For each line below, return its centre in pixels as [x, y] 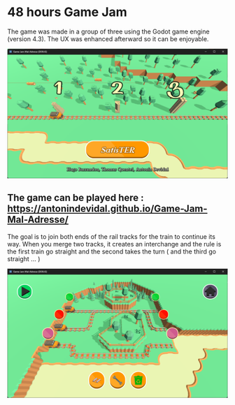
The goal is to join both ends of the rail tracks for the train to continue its [111, 236]
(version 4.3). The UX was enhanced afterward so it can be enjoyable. [108, 38]
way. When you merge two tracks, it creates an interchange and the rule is [114, 244]
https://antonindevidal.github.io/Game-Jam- [107, 209]
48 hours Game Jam [67, 12]
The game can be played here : [76, 198]
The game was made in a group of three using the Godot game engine [108, 31]
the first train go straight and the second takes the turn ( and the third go [112, 251]
